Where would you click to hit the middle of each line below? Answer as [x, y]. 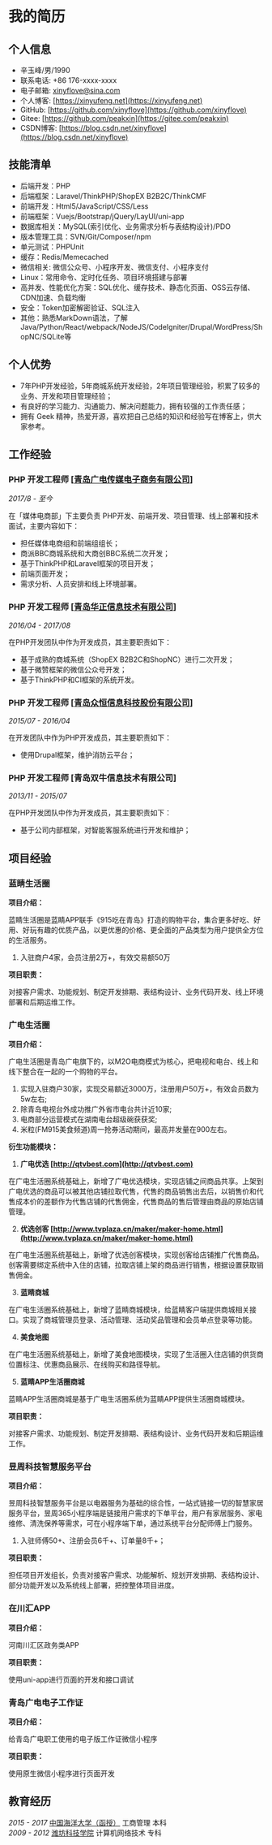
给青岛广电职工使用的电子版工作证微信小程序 [83, 1739]
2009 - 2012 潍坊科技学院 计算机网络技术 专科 [85, 1833]
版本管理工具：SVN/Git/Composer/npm [85, 236]
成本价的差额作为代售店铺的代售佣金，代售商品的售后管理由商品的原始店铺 [139, 1202]
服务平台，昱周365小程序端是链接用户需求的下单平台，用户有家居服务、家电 [136, 1513]
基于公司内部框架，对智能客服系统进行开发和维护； [105, 830]
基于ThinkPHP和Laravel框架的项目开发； [88, 564]
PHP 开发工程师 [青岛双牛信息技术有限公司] [92, 778]
